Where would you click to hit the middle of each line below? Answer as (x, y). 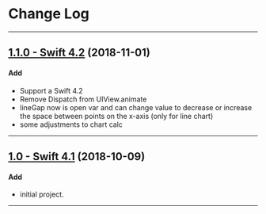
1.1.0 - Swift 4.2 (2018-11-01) (79, 53)
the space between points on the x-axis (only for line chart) (116, 116)
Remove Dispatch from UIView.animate (83, 99)
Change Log (49, 14)
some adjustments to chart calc (71, 124)
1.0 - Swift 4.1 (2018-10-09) (77, 157)
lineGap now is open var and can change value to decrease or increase (136, 107)
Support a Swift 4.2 (51, 90)
